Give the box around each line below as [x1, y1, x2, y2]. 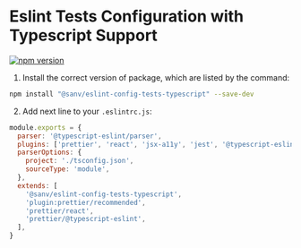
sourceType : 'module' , [25, 165, 110, 174]
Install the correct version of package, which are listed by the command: [21, 72, 290, 82]
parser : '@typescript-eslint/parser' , [17, 132, 163, 141]
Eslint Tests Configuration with [9, 6, 245, 27]
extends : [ [17, 181, 58, 190]
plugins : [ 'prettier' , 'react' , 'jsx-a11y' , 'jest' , [17, 140, 219, 149]
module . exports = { [9, 123, 82, 132]
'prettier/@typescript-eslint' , [25, 215, 146, 224]
